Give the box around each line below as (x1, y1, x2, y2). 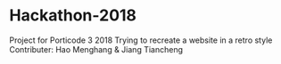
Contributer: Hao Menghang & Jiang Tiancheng (9, 44, 184, 54)
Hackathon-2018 (9, 5, 136, 26)
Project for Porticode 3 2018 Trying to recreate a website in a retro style (9, 35, 273, 45)
